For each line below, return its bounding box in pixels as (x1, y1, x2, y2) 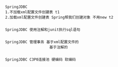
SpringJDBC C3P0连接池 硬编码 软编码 (5, 57, 76, 62)
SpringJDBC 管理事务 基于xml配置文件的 (5, 39, 79, 44)
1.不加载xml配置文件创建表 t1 (5, 9, 60, 14)
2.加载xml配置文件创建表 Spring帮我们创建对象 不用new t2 (5, 15, 114, 20)
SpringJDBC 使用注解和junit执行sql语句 (5, 27, 80, 32)
